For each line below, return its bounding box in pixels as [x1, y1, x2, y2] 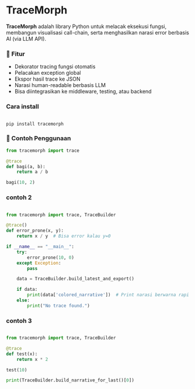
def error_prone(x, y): [6, 228, 64, 234]
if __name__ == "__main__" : [6, 244, 75, 249]
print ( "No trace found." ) [27, 303, 90, 308]
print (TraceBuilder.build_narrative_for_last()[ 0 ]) [6, 377, 134, 383]
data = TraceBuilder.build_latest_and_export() [16, 276, 134, 282]
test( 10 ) [6, 367, 27, 373]
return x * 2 [16, 356, 48, 362]
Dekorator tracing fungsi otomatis [14, 63, 96, 70]
